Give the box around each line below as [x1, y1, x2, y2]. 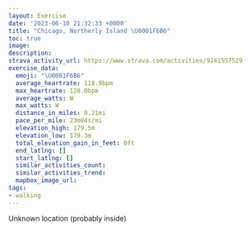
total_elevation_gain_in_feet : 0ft [15, 138, 135, 147]
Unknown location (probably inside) [8, 213, 127, 223]
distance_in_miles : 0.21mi [15, 109, 106, 118]
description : [8, 49, 52, 57]
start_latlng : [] [15, 154, 74, 162]
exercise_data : [8, 64, 60, 72]
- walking [8, 191, 42, 200]
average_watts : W [15, 94, 74, 102]
